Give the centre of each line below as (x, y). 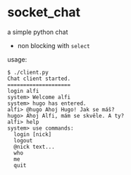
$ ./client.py (28, 72)
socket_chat (44, 12)
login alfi (23, 91)
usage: (17, 59)
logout (23, 140)
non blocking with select (54, 45)
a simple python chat (38, 32)
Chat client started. (39, 79)
